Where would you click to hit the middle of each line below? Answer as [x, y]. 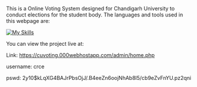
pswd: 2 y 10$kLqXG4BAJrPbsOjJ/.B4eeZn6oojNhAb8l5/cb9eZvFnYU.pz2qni [98, 78]
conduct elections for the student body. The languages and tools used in [95, 15]
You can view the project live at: [45, 44]
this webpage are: [28, 21]
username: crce [25, 66]
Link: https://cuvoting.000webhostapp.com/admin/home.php [80, 55]
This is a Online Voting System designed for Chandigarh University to [91, 9]
